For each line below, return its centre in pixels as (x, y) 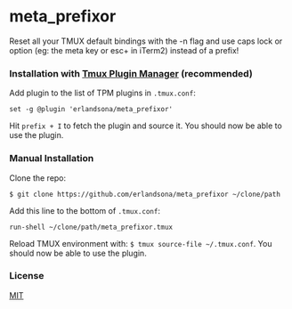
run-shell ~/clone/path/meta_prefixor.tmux (91, 227)
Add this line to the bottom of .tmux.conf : (85, 210)
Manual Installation (52, 159)
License (27, 276)
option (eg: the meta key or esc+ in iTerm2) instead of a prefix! (124, 50)
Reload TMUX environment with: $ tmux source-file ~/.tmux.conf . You (141, 243)
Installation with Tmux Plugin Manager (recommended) (131, 73)
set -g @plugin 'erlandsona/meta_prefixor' (91, 110)
